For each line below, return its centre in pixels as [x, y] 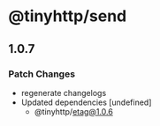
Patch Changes [42, 74]
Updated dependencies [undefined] [86, 102]
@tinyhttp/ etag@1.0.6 [74, 111]
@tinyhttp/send [68, 16]
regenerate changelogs [64, 93]
